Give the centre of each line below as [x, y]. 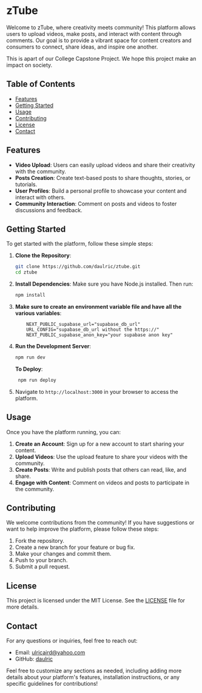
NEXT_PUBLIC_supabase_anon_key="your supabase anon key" [100, 335]
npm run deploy [37, 380]
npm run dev [30, 357]
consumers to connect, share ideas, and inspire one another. [82, 47]
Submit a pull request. [42, 567]
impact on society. [29, 65]
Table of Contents [41, 84]
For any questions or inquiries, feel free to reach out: [72, 641]
